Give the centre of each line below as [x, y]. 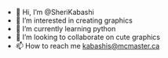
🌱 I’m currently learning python [66, 29]
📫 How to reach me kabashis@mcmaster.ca [88, 46]
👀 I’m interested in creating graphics [74, 20]
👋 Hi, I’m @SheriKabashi [55, 12]
